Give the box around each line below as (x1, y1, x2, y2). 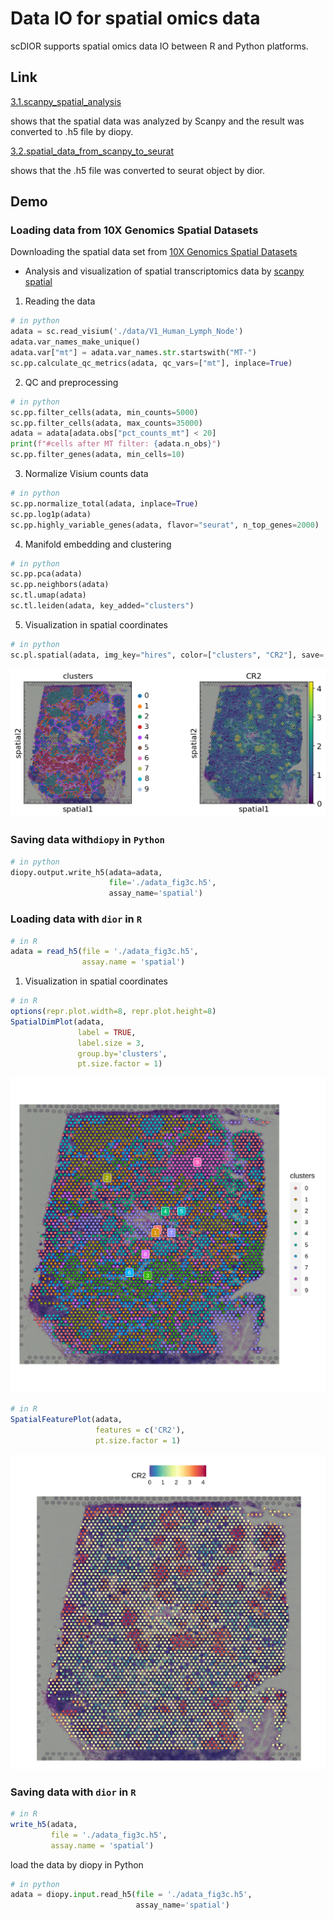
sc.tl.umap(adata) (10, 590, 87, 601)
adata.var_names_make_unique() (10, 337, 141, 347)
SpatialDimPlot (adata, (10, 1017, 105, 1027)
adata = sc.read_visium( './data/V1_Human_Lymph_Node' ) (10, 327, 244, 337)
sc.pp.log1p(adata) (10, 509, 92, 519)
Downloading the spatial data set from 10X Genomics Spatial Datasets (10, 246, 298, 258)
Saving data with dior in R (10, 1785, 137, 1799)
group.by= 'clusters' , (77, 1048, 168, 1059)
